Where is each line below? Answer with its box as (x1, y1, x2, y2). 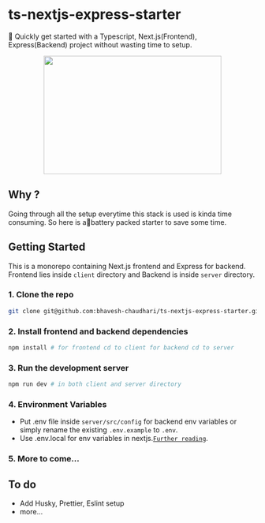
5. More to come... (8, 454, 80, 465)
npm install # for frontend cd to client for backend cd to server (8, 344, 235, 352)
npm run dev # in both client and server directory (8, 380, 181, 388)
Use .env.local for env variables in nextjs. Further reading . (19, 434, 209, 443)
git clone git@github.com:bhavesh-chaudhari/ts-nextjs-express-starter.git (8, 307, 263, 315)
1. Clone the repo (8, 290, 74, 301)
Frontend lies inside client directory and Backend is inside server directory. (8, 270, 256, 279)
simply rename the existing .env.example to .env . (19, 425, 178, 435)
